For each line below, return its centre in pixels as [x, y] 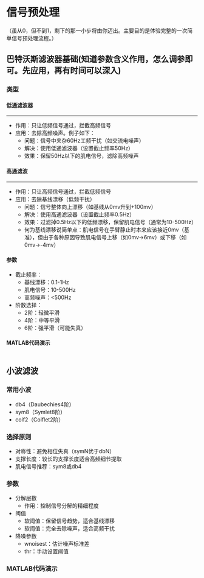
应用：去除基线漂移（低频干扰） [55, 199]
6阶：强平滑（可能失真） [55, 328]
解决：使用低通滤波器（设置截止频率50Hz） [79, 148]
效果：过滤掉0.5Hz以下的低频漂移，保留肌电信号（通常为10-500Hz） [110, 222]
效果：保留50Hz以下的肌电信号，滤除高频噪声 [81, 156]
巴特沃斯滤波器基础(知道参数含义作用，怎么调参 [96, 59]
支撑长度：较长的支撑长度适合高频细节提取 [68, 459]
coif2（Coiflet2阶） [39, 419]
